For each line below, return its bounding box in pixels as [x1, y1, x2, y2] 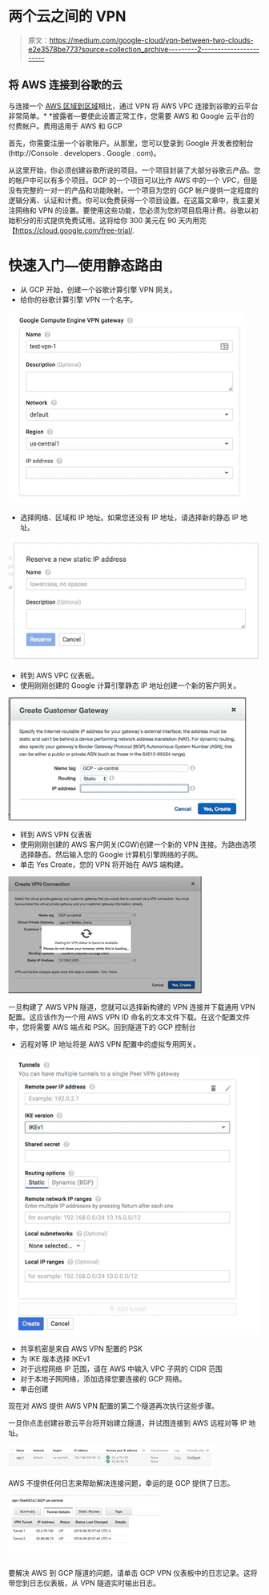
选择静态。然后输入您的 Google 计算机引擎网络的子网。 [19, 849, 203, 859]
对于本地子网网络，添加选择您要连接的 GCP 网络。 [19, 1374, 187, 1384]
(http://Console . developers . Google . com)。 [8, 148, 161, 157]
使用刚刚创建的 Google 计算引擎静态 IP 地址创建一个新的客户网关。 [19, 680, 241, 690]
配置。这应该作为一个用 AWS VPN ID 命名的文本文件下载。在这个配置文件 [8, 1012, 251, 1022]
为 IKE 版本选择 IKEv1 [19, 1354, 90, 1364]
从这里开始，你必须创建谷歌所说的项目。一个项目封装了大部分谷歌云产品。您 [8, 165, 261, 175]
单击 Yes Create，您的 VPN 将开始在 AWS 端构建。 [19, 860, 188, 869]
